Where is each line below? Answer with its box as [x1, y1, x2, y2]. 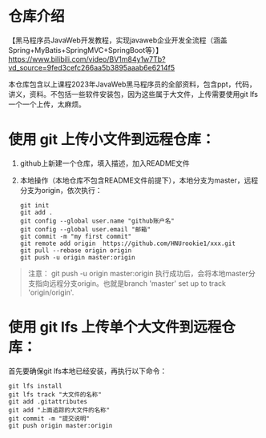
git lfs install [8, 382, 62, 390]
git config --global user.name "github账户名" [19, 217, 175, 225]
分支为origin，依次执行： [19, 185, 103, 195]
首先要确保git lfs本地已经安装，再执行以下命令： [8, 366, 167, 376]
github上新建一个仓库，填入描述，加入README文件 [19, 158, 190, 168]
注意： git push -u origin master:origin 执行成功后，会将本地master [27, 268, 248, 278]
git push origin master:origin [8, 421, 113, 429]
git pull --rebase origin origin [19, 246, 132, 255]
